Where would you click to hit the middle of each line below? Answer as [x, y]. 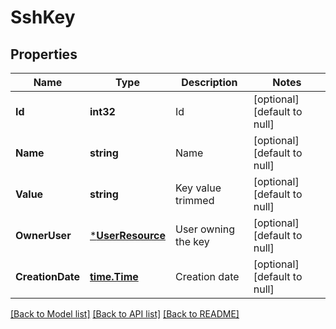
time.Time [114, 276]
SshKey [43, 17]
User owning [204, 229]
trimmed [194, 200]
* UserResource [127, 235]
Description [209, 82]
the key [192, 241]
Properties [44, 54]
